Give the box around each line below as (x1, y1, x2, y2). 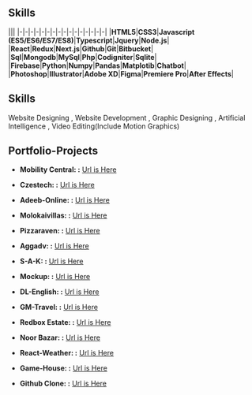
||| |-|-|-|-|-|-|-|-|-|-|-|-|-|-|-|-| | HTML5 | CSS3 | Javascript (8, 27, 195, 36)
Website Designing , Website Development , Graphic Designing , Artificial (8, 113, 246, 122)
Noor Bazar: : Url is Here (19, 333, 101, 342)
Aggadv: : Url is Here (19, 241, 89, 251)
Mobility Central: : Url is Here (19, 165, 117, 174)
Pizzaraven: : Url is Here (19, 226, 100, 236)
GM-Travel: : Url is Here (19, 303, 99, 312)
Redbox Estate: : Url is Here (19, 318, 111, 327)
